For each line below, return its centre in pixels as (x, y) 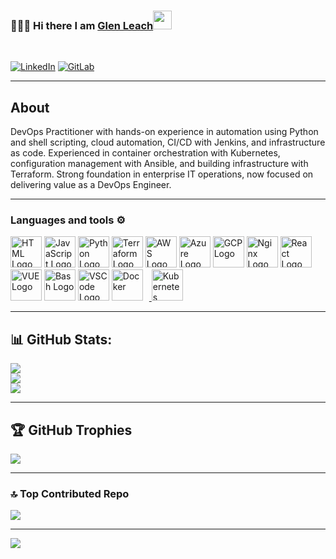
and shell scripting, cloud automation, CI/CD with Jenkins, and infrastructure (168, 142)
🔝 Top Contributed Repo (70, 493)
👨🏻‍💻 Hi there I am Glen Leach (82, 25)
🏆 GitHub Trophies (71, 430)
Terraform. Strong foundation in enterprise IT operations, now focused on (162, 174)
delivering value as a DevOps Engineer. (91, 185)
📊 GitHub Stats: (61, 339)
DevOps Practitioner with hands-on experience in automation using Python (164, 132)
